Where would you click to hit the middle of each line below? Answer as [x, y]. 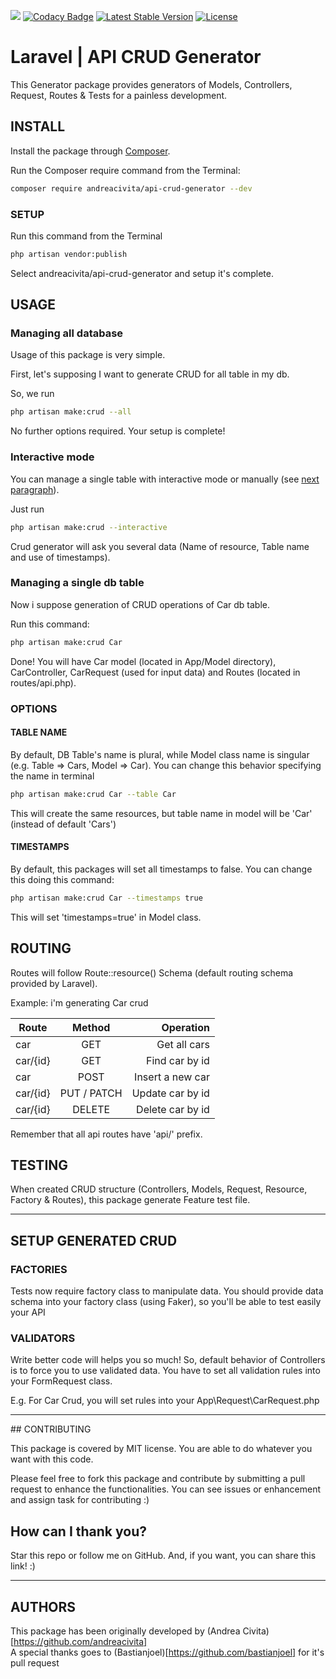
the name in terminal [52, 776]
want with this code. [52, 1459]
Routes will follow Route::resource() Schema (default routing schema [152, 972]
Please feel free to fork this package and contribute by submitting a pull [158, 1479]
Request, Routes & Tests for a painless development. [119, 95]
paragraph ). [35, 489]
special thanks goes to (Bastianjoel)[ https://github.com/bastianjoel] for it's [171, 1652]
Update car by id [170, 1093]
